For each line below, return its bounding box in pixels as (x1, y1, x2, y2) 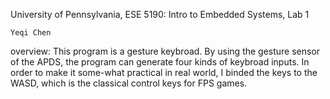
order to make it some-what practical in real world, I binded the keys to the (10, 67, 318, 78)
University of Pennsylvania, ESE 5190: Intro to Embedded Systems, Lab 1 (10, 9, 310, 20)
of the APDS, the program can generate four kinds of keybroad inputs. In (10, 56, 310, 68)
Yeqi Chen (10, 28, 52, 38)
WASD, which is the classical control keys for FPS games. (10, 77, 248, 89)
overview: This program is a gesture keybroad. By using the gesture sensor (10, 45, 321, 57)
